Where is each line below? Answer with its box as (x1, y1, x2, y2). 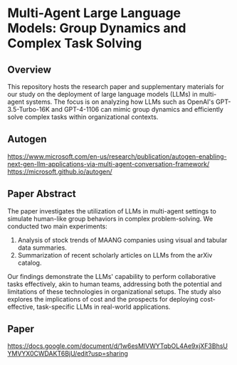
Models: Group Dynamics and (7, 20, 186, 36)
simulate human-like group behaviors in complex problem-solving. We (7, 214, 214, 223)
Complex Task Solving (7, 36, 142, 51)
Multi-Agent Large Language (7, 5, 181, 21)
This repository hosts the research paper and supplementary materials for (7, 83, 224, 90)
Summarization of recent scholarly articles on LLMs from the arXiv (17, 250, 213, 259)
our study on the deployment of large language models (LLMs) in (7, 90, 198, 98)
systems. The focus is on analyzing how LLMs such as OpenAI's (26, 97, 215, 106)
